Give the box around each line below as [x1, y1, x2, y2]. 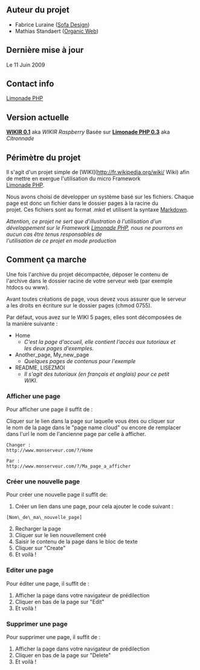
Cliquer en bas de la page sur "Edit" [15, 598, 105, 605]
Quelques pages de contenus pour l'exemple [24, 357, 136, 364]
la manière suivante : [6, 320, 58, 327]
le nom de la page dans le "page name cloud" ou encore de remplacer [6, 424, 181, 431]
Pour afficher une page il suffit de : [6, 406, 93, 413]
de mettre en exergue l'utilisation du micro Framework [6, 175, 141, 183]
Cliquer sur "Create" [15, 544, 66, 552]
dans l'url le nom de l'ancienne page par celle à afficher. [6, 430, 146, 438]
